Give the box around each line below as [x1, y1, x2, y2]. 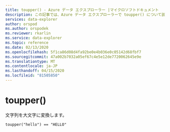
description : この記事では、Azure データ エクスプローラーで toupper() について [5, 12, 162, 17]
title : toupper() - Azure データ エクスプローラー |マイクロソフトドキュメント [5, 7, 159, 13]
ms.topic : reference [5, 40, 49, 45]
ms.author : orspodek [5, 26, 49, 31]
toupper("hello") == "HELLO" [5, 122, 67, 127]
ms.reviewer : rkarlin [5, 31, 51, 36]
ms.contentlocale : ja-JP [5, 63, 58, 69]
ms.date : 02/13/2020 [5, 45, 49, 50]
